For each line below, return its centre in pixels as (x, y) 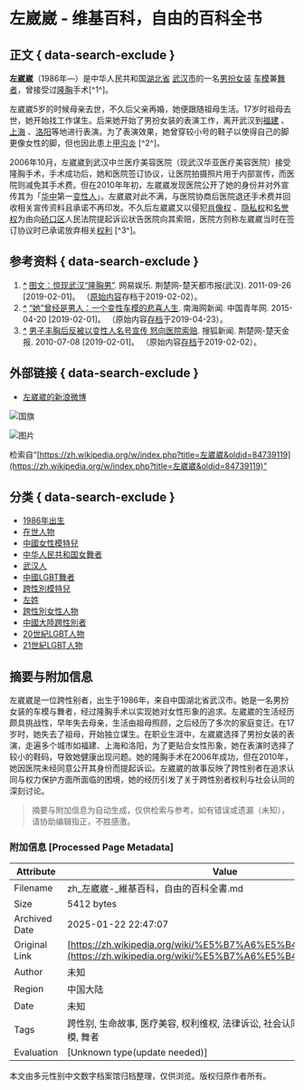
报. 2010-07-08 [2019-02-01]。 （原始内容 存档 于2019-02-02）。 (142, 342)
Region (29, 988)
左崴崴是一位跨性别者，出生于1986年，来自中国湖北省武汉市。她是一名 (141, 700)
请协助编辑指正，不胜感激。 (83, 822)
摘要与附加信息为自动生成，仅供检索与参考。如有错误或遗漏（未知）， (160, 810)
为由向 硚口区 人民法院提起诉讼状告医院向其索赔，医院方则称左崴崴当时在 (152, 219)
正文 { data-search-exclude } (92, 55)
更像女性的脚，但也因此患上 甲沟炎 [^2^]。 (87, 143)
